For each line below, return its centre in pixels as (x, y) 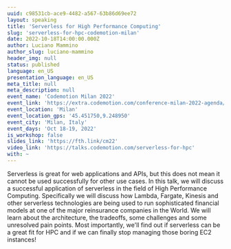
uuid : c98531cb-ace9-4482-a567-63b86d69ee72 (72, 13)
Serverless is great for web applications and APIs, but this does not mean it (113, 173)
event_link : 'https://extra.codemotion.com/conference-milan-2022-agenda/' (118, 103)
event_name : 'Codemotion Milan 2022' (61, 97)
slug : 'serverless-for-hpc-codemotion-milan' (73, 33)
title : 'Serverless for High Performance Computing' (84, 26)
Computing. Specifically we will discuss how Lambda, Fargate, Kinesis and (113, 195)
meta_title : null (32, 84)
